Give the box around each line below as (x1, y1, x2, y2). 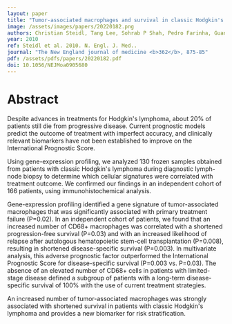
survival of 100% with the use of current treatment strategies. (31, 281, 206, 289)
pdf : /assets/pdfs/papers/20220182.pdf (7, 55, 122, 62)
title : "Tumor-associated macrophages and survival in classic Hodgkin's (7, 17, 224, 24)
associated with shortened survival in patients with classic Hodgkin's (7, 302, 204, 310)
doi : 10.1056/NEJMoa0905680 (7, 62, 88, 69)
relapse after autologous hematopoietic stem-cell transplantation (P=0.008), (7, 237, 224, 245)
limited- (188, 266, 211, 274)
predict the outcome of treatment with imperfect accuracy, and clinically (7, 129, 213, 137)
